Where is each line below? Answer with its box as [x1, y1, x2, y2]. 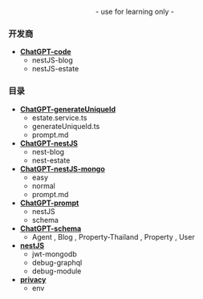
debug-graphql [31, 257, 83, 267]
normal [31, 180, 56, 191]
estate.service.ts [31, 112, 87, 123]
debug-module [31, 266, 82, 276]
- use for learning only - [95, 7, 175, 16]
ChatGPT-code [19, 47, 71, 57]
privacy [19, 274, 47, 284]
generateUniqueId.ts [31, 121, 100, 131]
